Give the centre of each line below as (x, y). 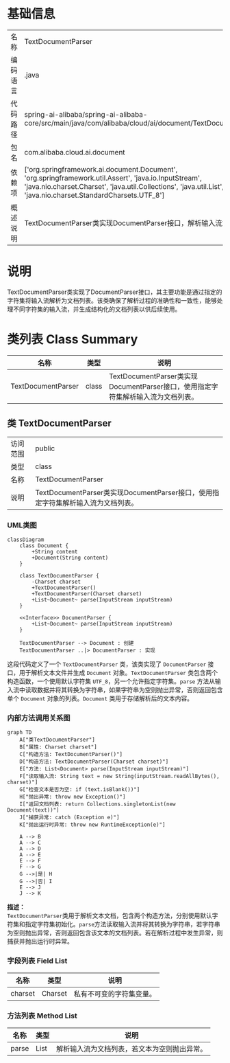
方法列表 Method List (42, 1016)
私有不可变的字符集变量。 (115, 994)
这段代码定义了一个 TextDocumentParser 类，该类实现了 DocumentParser (107, 664)
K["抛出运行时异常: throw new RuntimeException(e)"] (92, 825)
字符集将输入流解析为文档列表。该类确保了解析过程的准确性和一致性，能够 (112, 300)
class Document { (44, 546)
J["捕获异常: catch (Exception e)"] (69, 818)
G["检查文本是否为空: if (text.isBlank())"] (80, 790)
